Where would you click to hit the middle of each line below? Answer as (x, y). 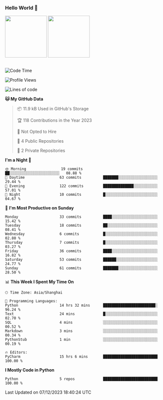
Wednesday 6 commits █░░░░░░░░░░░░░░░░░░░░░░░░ (81, 234)
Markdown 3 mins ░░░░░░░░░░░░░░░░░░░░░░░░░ (81, 331)
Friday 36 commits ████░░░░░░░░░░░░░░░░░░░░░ (81, 251)
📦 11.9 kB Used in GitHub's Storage (53, 109)
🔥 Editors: (16, 353)
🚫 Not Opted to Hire (37, 132)
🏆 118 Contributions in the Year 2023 (54, 120)
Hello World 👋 (21, 8)
